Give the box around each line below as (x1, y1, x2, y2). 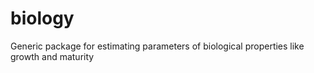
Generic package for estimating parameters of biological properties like (10, 40, 305, 52)
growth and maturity (10, 50, 95, 62)
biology (10, 7, 75, 30)
